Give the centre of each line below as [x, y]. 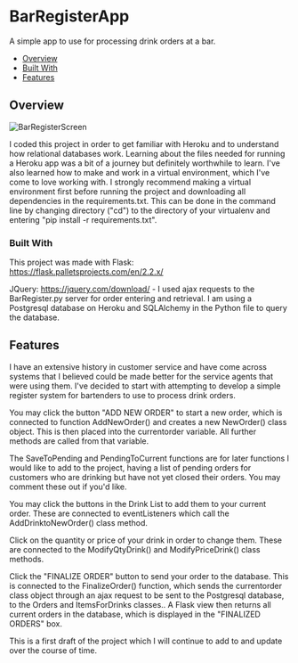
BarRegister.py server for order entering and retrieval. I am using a [130, 299]
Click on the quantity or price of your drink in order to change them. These [146, 540]
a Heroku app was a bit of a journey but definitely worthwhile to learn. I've [145, 163]
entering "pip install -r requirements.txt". [83, 219]
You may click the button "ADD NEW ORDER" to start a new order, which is [146, 413]
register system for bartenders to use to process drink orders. [122, 395]
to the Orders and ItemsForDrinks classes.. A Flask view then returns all [140, 604]
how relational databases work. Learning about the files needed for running [147, 153]
